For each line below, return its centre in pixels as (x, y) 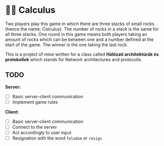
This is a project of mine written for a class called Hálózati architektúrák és (82, 54)
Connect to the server (35, 127)
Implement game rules (35, 102)
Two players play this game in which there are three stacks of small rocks (80, 24)
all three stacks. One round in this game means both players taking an (76, 34)
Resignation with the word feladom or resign (57, 138)
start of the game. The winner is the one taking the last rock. (67, 44)
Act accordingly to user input (42, 132)
